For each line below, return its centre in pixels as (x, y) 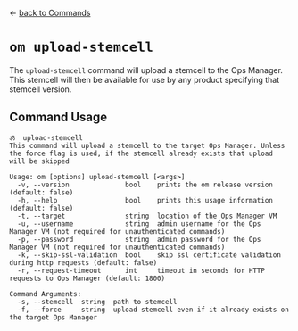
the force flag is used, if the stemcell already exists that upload (141, 153)
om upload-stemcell (81, 48)
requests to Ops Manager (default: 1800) (87, 278)
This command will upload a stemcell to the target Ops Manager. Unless (147, 145)
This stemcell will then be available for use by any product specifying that (145, 79)
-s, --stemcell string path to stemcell (97, 302)
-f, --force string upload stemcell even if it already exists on (153, 310)
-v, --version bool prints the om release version (145, 185)
